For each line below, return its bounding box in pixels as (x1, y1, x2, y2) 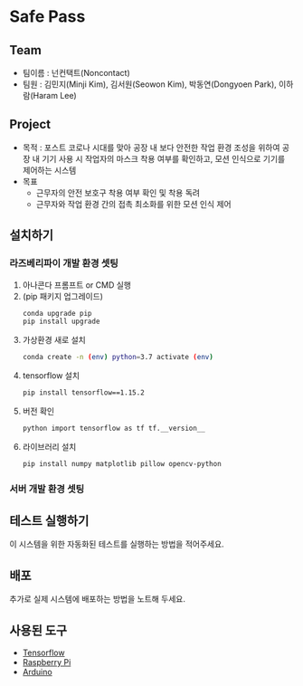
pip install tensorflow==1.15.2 (22, 388, 145, 397)
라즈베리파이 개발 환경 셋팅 (9, 257, 119, 270)
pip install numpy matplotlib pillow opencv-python (22, 459, 222, 468)
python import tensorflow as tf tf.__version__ (22, 424, 205, 433)
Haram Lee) (33, 91, 77, 100)
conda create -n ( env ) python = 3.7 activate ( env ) (22, 353, 214, 362)
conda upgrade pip (22, 309, 92, 318)
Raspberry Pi (22, 657, 71, 668)
